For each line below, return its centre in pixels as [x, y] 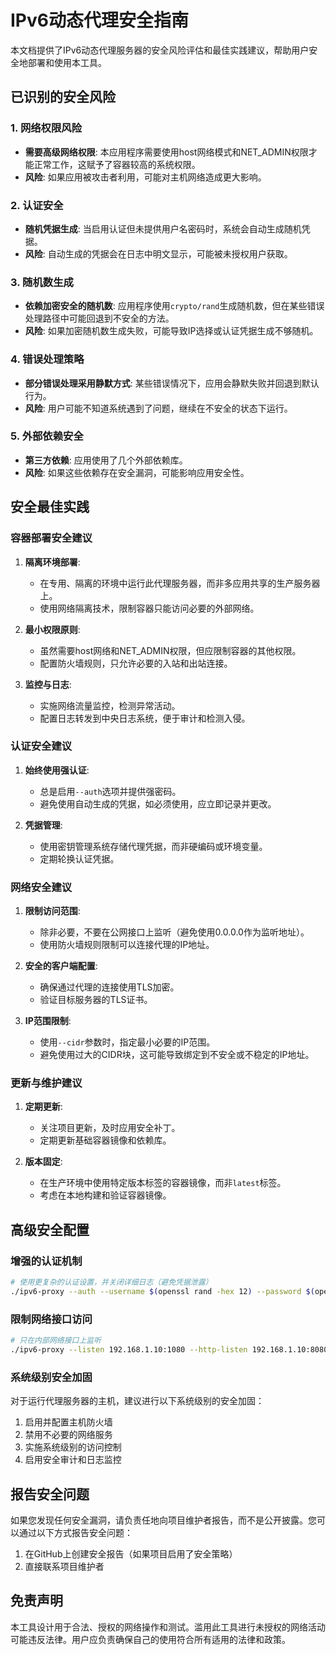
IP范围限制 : [48, 1021]
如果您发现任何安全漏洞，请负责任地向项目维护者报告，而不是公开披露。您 [163, 1520]
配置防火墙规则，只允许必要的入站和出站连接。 [136, 663]
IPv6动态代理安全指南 [99, 20]
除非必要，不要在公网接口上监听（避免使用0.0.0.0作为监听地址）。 [174, 932]
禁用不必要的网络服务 [68, 1435]
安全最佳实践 [50, 507]
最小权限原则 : [52, 629]
